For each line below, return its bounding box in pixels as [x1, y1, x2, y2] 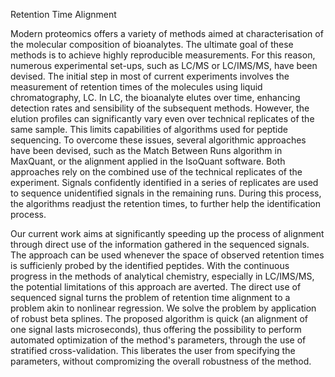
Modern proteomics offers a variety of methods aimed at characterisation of [10, 28, 324, 39]
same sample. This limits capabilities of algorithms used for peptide [10, 124, 288, 135]
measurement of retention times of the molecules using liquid [10, 81, 263, 93]
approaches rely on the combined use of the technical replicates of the [10, 166, 303, 178]
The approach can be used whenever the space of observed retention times [10, 249, 325, 261]
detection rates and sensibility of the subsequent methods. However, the [10, 102, 310, 114]
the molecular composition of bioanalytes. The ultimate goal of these [10, 39, 294, 50]
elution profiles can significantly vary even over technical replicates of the [10, 113, 315, 124]
